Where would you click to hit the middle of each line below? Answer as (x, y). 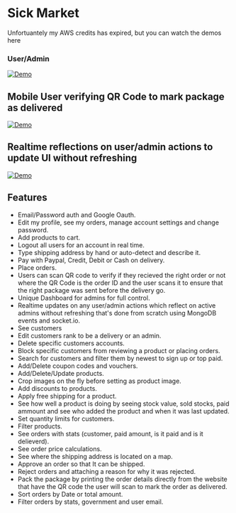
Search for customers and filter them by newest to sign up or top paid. (120, 358)
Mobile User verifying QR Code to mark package (116, 96)
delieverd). (33, 441)
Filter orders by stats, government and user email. (90, 502)
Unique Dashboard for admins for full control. (84, 298)
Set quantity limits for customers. (66, 418)
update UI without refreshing (72, 158)
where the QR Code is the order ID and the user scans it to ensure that (120, 283)
